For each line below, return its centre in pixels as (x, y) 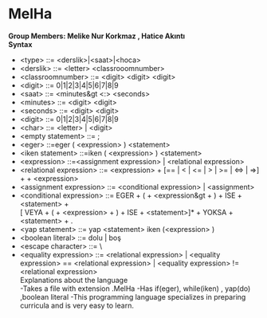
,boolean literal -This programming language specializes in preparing (133, 296)
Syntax (20, 44)
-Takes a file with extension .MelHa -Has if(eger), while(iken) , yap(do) (135, 289)
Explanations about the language (74, 280)
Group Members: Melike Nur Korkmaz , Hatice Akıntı (97, 36)
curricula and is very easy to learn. (77, 305)
